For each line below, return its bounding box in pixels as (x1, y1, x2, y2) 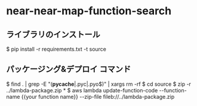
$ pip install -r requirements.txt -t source (6, 46, 106, 52)
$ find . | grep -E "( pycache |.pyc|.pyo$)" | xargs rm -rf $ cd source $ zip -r (6, 80, 191, 88)
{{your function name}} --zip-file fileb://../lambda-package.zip (21, 93, 175, 100)
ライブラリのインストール (6, 29, 100, 39)
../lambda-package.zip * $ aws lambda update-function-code (6, 86, 158, 93)
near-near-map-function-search (6, 4, 172, 18)
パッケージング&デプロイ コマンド (6, 64, 131, 74)
